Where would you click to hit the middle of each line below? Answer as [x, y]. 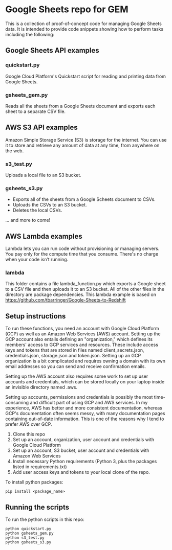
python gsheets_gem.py [29, 533]
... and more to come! [28, 220]
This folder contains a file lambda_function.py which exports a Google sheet [85, 284]
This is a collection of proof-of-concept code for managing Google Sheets [84, 24]
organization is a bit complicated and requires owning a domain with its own [85, 361]
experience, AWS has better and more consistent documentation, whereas [84, 408]
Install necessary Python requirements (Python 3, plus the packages [85, 462]
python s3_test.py [25, 538]
